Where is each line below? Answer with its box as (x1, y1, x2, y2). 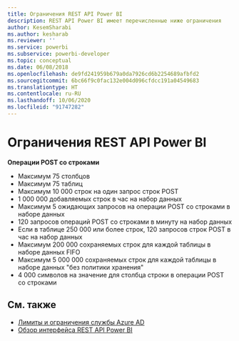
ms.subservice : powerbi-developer (7, 51, 111, 58)
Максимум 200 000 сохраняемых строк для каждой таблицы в (17, 240, 211, 249)
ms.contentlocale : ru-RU (7, 90, 81, 97)
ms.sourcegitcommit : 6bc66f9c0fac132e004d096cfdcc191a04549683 (7, 76, 200, 84)
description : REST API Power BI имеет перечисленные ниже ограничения (7, 17, 222, 24)
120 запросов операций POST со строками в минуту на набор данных (17, 217, 233, 226)
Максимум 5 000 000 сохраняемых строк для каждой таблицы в (17, 255, 217, 264)
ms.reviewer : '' (7, 37, 56, 44)
